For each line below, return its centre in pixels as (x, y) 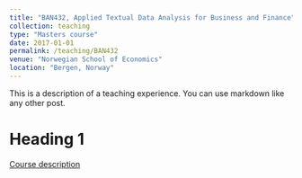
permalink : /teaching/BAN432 (64, 51)
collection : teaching (50, 26)
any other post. (37, 102)
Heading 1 (47, 139)
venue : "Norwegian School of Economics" (86, 59)
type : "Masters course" (54, 34)
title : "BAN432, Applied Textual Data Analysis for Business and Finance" (152, 18)
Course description (45, 164)
